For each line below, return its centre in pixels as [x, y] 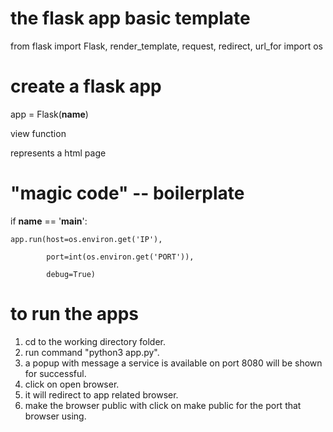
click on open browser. [72, 384]
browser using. [55, 416]
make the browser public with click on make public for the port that [163, 405]
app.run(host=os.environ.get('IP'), [86, 239]
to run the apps [74, 314]
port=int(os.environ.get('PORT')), [120, 257]
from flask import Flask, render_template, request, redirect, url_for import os [166, 46]
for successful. [55, 373]
